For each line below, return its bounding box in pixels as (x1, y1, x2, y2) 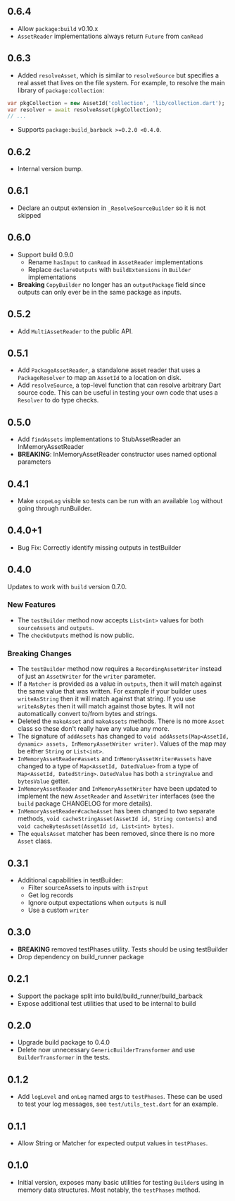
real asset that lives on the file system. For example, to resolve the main (17, 78, 225, 87)
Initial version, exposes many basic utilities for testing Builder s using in (17, 1178, 224, 1186)
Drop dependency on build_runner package (17, 952, 144, 961)
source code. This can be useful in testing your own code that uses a (17, 388, 218, 397)
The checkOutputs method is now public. (17, 631, 135, 639)
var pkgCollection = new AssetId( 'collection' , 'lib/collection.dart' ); (7, 99, 225, 106)
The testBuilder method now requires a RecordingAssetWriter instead (17, 665, 222, 673)
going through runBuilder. (17, 504, 92, 512)
